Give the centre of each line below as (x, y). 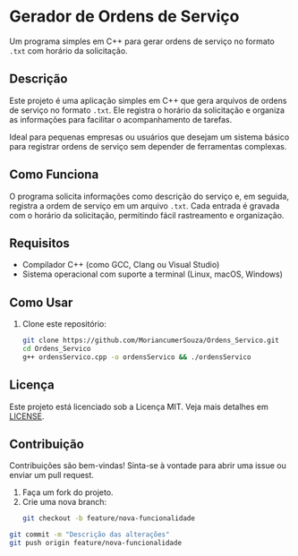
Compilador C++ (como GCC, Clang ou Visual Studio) (121, 265)
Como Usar (41, 302)
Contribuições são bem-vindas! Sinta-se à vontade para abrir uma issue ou (148, 466)
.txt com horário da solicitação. (68, 50)
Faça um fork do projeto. (68, 492)
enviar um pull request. (51, 475)
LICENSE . (27, 416)
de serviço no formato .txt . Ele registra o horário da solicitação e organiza (147, 110)
